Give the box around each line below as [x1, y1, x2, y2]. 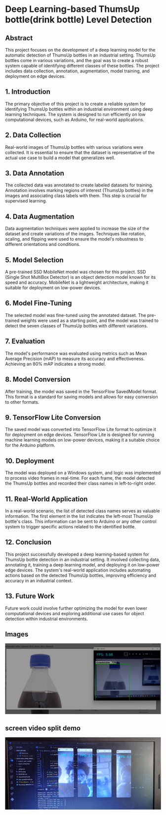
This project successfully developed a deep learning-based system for [5, 551, 149, 557]
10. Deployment [5, 456, 54, 465]
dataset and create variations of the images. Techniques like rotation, [5, 231, 146, 237]
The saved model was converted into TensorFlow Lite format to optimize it [5, 427, 157, 433]
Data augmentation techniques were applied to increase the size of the [5, 226, 149, 232]
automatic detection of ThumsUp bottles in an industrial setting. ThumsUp [5, 52, 156, 58]
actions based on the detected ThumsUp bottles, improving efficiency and [5, 572, 157, 578]
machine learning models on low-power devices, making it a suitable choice [5, 437, 160, 443]
